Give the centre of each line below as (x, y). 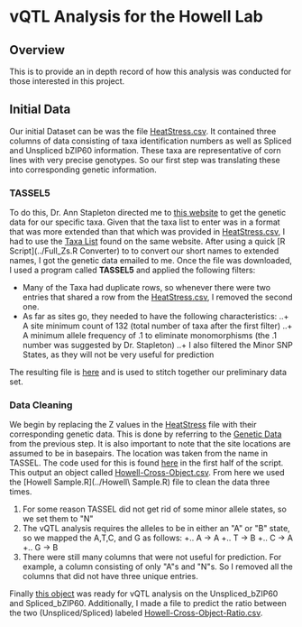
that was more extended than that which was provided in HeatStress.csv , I (147, 232)
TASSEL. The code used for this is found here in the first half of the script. (146, 463)
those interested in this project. (67, 81)
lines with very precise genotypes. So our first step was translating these (145, 160)
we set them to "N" (58, 519)
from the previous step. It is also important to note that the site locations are (150, 444)
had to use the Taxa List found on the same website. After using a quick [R (147, 242)
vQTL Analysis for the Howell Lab (136, 17)
